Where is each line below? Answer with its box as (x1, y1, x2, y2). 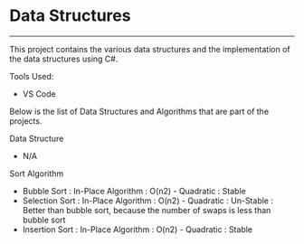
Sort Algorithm (9, 168, 64, 179)
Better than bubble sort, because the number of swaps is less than (22, 204, 271, 215)
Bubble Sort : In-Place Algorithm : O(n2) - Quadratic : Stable (22, 185, 246, 196)
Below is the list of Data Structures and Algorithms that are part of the (9, 106, 270, 117)
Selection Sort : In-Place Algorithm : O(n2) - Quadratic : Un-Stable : (22, 195, 274, 206)
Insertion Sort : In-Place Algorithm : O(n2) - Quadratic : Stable (22, 223, 253, 235)
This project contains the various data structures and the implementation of (9, 43, 291, 54)
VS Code (22, 88, 56, 99)
